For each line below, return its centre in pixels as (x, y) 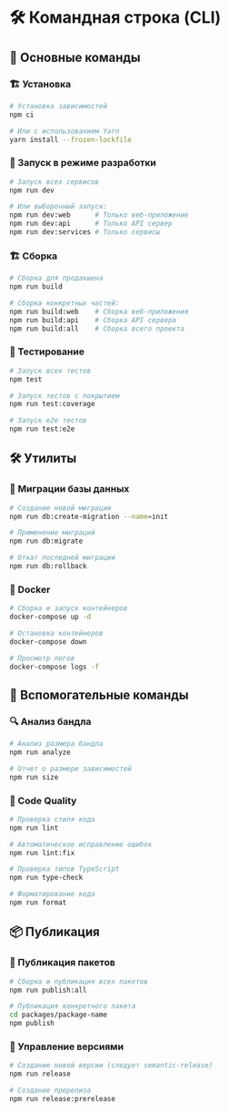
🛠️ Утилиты (43, 459)
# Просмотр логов (42, 658)
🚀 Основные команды (75, 57)
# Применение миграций (52, 533)
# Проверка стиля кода (52, 819)
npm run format (38, 903)
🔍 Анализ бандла (50, 721)
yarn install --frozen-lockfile (70, 139)
